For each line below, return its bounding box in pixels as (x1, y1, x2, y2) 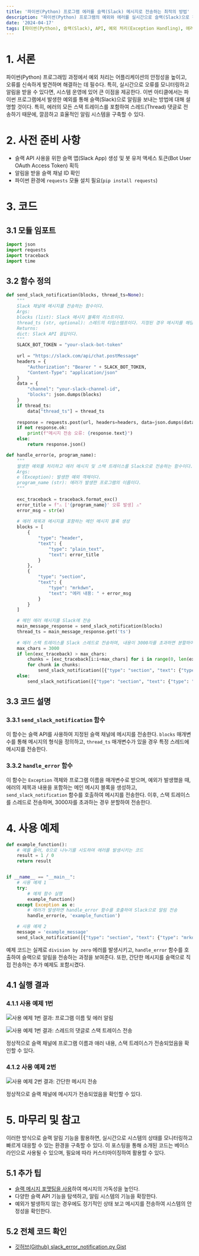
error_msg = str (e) (17, 507, 65, 513)
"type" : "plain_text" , (48, 546, 105, 552)
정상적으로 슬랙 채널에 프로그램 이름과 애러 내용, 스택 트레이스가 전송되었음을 (6, 1039, 184, 1047)
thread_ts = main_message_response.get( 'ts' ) (17, 629, 131, 635)
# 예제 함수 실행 (27, 890, 63, 897)
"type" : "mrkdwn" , (48, 585, 94, 591)
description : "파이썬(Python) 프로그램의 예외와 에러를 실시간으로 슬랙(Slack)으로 (6, 14, 190, 20)
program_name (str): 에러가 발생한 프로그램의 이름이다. (17, 480, 142, 486)
